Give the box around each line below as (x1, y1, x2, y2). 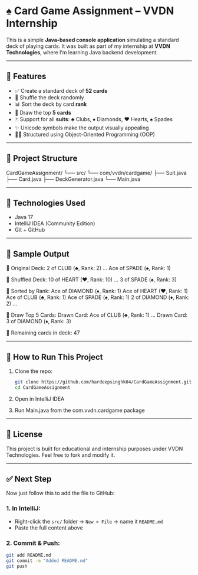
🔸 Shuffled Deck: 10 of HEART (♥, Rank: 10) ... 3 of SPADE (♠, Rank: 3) (6, 276, 177, 283)
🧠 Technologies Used (6, 198, 85, 208)
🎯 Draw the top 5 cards (14, 109, 72, 116)
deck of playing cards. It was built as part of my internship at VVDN (6, 43, 170, 50)
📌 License (6, 430, 43, 440)
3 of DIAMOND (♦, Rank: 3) (6, 318, 72, 325)
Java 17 (14, 214, 34, 221)
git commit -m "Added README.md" (6, 557, 88, 564)
